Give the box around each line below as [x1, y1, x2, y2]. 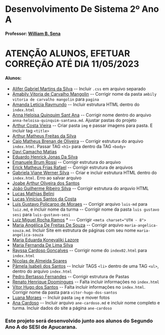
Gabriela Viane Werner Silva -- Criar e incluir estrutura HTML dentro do [12, 170, 157, 176]
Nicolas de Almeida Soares [12, 258, 67, 264]
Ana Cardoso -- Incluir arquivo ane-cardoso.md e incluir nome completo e [12, 300, 160, 306]
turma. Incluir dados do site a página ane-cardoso [12, 305, 112, 311]
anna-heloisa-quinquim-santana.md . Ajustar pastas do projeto [12, 117, 137, 123]
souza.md [12, 228, 31, 233]
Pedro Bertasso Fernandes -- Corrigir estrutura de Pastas [12, 274, 130, 280]
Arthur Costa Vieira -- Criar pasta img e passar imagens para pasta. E [12, 122, 153, 129]
